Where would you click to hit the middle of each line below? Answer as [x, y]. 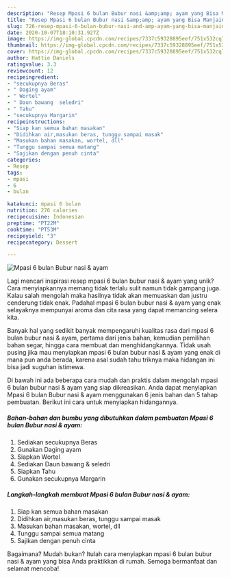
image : [16, 39]
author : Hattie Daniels [41, 58]
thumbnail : [23, 45]
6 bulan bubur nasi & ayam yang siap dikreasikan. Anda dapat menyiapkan [112, 388]
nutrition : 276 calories [42, 211]
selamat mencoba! [33, 568]
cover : [16, 52]
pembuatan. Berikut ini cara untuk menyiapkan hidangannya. [92, 402]
